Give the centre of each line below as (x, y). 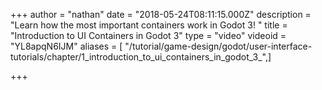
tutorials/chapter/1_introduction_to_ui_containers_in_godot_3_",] (141, 57)
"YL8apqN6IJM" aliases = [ (66, 46)
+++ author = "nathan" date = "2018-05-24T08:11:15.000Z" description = (161, 14)
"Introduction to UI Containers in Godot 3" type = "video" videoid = (148, 35)
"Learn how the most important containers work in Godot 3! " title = (149, 25)
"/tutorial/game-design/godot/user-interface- (218, 46)
